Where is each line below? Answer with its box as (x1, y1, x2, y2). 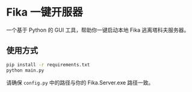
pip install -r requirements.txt (6, 62, 90, 68)
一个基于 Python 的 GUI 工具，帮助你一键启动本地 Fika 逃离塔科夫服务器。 (6, 26, 190, 33)
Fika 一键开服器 (6, 5, 83, 19)
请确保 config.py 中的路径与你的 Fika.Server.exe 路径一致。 (6, 79, 154, 86)
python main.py (6, 67, 45, 73)
